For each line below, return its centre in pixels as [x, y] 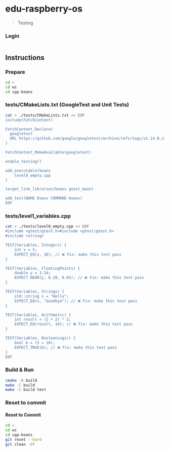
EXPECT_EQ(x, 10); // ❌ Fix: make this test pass [68, 254]
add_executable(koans [28, 171]
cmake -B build [21, 380]
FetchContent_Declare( [29, 129]
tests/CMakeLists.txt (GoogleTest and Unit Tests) [67, 105]
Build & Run [20, 370]
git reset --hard [24, 440]
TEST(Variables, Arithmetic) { [38, 315]
